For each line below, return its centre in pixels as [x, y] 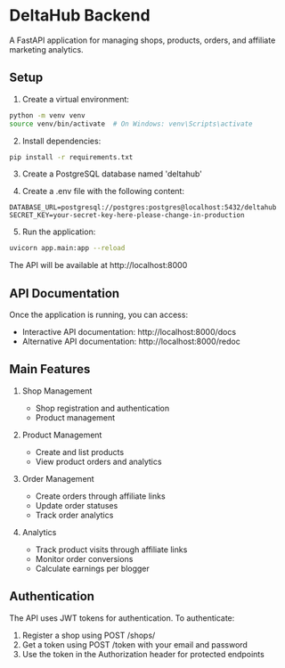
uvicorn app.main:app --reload [67, 248]
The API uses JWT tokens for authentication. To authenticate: [122, 618]
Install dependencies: [61, 141]
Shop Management [57, 391]
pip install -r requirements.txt [71, 157]
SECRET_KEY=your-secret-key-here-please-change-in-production [127, 216]
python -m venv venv [48, 115]
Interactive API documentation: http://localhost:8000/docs [129, 332]
